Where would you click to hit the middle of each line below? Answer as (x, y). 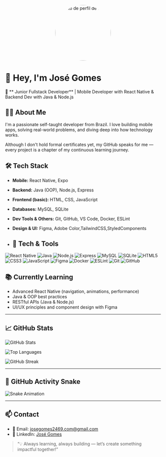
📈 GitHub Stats (29, 328)
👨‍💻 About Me (26, 113)
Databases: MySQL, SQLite (40, 209)
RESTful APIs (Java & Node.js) (43, 302)
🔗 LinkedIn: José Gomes (37, 434)
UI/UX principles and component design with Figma (65, 307)
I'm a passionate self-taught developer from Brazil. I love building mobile (79, 124)
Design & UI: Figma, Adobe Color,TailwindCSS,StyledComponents (79, 228)
